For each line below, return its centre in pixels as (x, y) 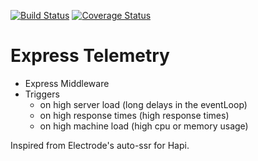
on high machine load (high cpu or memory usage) (144, 126)
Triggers (42, 94)
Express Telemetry (90, 56)
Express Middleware (67, 83)
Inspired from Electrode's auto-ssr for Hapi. (100, 145)
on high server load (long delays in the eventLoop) (143, 104)
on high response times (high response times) (134, 115)
